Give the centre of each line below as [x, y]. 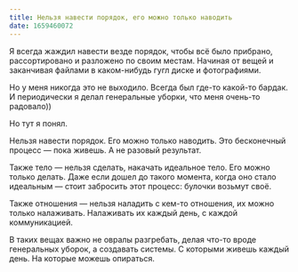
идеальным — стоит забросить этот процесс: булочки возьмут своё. [141, 186]
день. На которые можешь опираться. [82, 258]
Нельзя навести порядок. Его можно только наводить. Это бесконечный [148, 140]
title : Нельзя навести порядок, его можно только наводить [121, 17]
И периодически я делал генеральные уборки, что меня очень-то [135, 96]
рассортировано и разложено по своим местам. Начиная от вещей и [141, 60]
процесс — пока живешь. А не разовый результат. [105, 150]
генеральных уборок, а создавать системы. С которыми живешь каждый [149, 249]
